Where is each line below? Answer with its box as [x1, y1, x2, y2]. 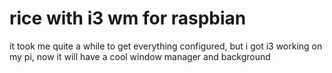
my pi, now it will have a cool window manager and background [9, 50, 271, 62]
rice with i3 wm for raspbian [9, 7, 247, 30]
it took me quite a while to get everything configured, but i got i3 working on [9, 40, 323, 52]
